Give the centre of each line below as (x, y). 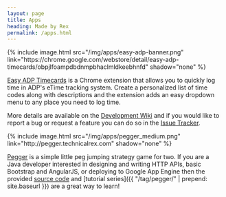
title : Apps (24, 20)
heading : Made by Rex (38, 26)
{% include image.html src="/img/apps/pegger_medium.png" (94, 136)
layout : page (26, 13)
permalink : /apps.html (39, 33)
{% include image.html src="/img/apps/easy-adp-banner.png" (95, 52)
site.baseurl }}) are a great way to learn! (64, 186)
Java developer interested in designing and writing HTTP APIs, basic (104, 164)
